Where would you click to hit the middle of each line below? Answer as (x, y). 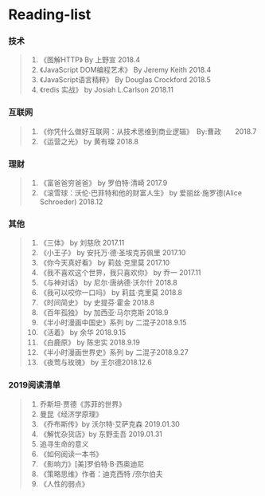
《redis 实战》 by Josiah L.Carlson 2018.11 (106, 90)
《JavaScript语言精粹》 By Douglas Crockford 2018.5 (125, 80)
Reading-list (50, 15)
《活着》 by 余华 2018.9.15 (83, 333)
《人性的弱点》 (64, 483)
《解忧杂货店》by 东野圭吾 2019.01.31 (101, 434)
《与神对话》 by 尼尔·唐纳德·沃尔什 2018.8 (108, 283)
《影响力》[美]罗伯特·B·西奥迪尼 (92, 463)
